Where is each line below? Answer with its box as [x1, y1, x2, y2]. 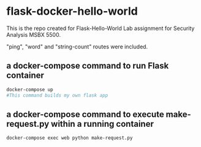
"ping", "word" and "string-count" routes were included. [6, 43, 148, 50]
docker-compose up [6, 86, 53, 92]
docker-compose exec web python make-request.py [6, 135, 133, 141]
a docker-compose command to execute [6, 109, 164, 119]
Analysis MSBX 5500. [6, 31, 61, 38]
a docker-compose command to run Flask [6, 61, 169, 71]
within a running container [51, 118, 154, 129]
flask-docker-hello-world [6, 4, 138, 18]
